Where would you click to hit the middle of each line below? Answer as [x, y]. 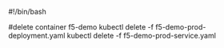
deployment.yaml [37, 36]
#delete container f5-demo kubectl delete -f [81, 27]
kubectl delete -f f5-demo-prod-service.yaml [141, 36]
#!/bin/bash [27, 12]
